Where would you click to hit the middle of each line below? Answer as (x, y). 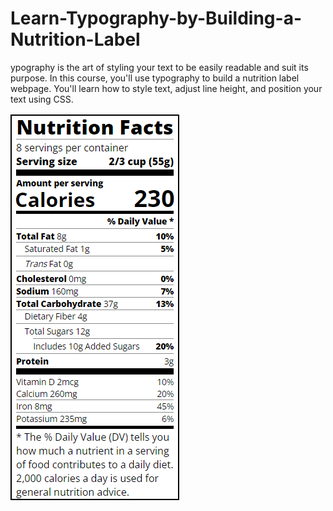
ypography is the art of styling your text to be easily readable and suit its (159, 67)
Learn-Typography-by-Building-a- (156, 18)
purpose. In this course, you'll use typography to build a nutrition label (155, 78)
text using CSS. (42, 99)
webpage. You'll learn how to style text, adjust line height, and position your (166, 88)
